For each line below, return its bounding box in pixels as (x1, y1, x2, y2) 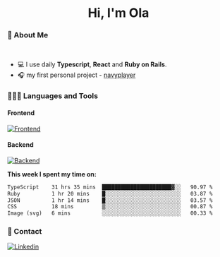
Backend (7, 141, 34, 149)
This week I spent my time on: (7, 169, 97, 178)
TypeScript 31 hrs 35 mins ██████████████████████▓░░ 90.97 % (7, 184, 213, 191)
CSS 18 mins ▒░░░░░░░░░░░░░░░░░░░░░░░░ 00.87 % (7, 203, 213, 210)
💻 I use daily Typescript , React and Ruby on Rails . (17, 60, 167, 68)
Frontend (7, 109, 35, 117)
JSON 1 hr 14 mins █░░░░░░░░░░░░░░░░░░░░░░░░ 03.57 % (7, 196, 213, 204)
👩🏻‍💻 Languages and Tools (7, 91, 99, 101)
